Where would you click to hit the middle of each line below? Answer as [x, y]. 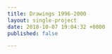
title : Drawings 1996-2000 [47, 14]
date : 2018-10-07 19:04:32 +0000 [56, 27]
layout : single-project [42, 20]
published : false [33, 33]
